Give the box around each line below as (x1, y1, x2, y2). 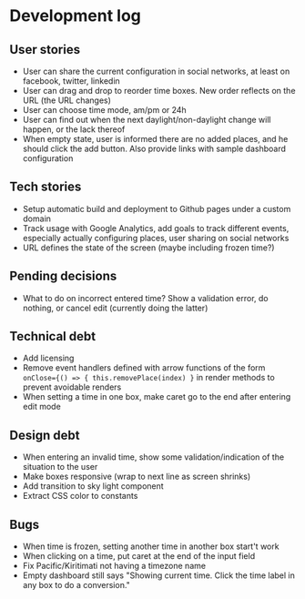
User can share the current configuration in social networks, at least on (22, 66, 290, 76)
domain (22, 213, 52, 224)
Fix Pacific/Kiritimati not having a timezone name (22, 561, 207, 572)
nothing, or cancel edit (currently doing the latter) (22, 302, 208, 313)
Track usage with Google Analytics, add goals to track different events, (22, 222, 290, 233)
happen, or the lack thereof (22, 124, 126, 135)
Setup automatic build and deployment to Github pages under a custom (22, 203, 291, 214)
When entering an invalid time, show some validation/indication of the (22, 452, 285, 462)
